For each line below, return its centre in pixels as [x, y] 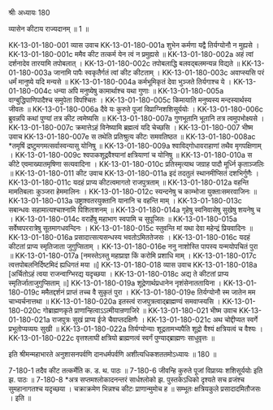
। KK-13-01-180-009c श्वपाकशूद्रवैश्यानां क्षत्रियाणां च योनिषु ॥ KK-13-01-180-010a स [130, 155]
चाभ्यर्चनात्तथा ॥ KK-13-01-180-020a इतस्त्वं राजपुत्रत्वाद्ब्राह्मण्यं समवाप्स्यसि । [115, 301]
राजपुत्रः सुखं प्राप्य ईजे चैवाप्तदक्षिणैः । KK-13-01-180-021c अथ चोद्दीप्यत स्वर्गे [155, 320]
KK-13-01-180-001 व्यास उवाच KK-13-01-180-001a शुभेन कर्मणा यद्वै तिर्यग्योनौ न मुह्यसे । [134, 45]
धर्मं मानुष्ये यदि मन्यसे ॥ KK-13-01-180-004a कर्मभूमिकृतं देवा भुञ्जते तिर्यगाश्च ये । [120, 82]
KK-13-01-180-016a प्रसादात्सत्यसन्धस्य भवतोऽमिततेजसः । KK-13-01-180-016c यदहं [129, 237]
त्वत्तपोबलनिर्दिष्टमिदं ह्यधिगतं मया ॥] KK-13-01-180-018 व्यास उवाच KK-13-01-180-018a [133, 265]
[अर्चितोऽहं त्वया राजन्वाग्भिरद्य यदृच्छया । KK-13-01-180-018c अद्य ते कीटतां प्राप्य [119, 274]
